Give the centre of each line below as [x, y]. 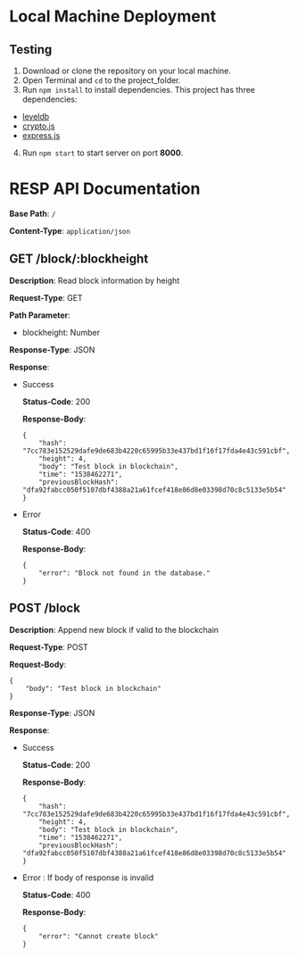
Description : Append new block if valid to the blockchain [114, 629]
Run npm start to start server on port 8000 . [103, 153]
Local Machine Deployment [113, 17]
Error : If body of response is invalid [88, 878]
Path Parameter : [40, 315]
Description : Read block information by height [95, 280]
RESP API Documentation [105, 189]
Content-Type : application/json [70, 230]
